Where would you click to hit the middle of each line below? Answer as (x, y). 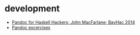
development (32, 9)
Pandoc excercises (31, 27)
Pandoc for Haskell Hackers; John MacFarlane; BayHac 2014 (73, 22)
